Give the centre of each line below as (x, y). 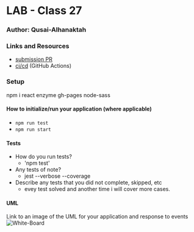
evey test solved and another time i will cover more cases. (97, 189)
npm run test (32, 123)
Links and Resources (38, 46)
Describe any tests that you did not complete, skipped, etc (88, 183)
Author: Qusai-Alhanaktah (46, 30)
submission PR (34, 59)
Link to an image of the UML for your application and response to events (97, 217)
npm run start (33, 129)
